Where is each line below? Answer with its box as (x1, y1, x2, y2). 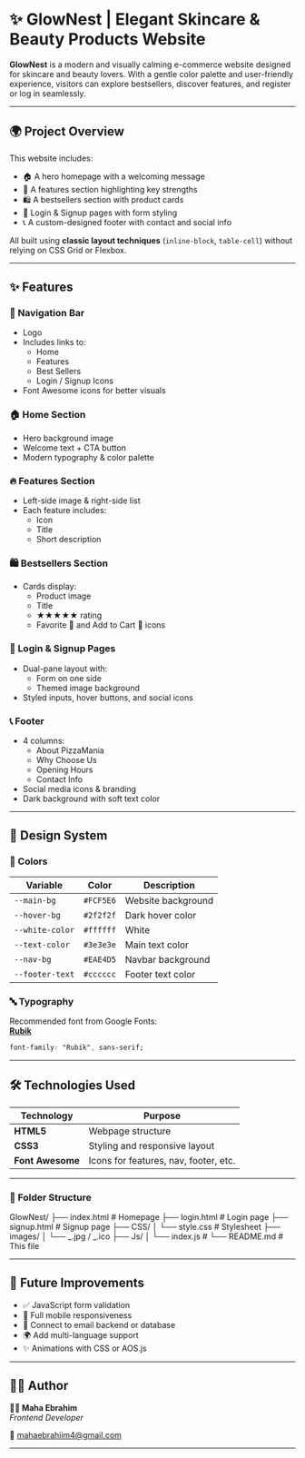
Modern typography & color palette (22, 451, 154, 462)
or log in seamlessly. (9, 87, 86, 99)
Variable (25, 878, 64, 891)
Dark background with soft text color (22, 793, 161, 804)
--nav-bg (14, 954, 52, 965)
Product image (35, 590, 92, 601)
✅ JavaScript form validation (22, 1299, 131, 1310)
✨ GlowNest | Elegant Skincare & (9, 9, 261, 30)
